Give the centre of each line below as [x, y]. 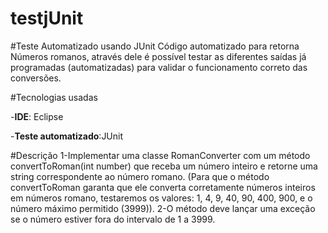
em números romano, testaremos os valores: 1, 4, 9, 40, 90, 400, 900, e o [161, 198]
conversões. [36, 78]
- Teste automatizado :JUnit [67, 136]
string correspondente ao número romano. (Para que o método [140, 176]
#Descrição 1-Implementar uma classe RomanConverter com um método [160, 155]
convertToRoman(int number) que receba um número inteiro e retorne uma [164, 166]
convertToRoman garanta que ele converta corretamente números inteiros [163, 187]
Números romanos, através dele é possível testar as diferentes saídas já [158, 56]
